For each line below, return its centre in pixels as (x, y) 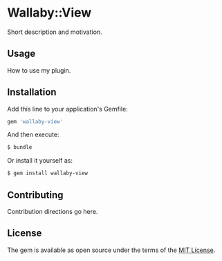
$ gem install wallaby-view (48, 173)
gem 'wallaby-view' (35, 121)
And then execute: (33, 135)
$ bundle (20, 147)
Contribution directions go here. (53, 211)
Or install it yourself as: (40, 161)
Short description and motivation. (55, 32)
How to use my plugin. (39, 70)
